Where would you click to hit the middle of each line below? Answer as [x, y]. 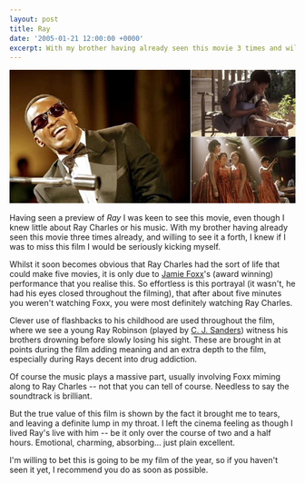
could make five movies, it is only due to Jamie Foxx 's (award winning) [142, 274]
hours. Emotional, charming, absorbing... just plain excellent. [123, 443]
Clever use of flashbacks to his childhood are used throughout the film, [142, 321]
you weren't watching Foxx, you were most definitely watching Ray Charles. [151, 303]
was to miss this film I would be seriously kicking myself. [115, 247]
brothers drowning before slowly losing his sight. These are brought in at [145, 340]
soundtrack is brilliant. [51, 396]
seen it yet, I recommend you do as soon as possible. [109, 470]
